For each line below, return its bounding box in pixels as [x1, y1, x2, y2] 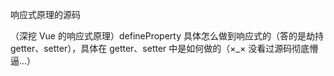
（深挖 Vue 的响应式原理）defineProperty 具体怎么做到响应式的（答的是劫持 [10, 30, 324, 42]
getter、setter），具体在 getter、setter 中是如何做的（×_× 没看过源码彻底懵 [10, 43, 319, 54]
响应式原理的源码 [10, 9, 81, 20]
